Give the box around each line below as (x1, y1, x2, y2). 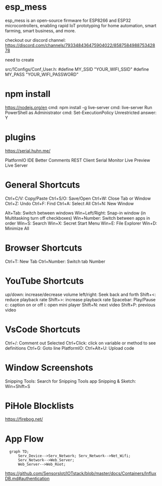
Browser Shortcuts (5, 242, 82, 253)
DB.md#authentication (5, 476, 50, 482)
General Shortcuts (5, 179, 80, 190)
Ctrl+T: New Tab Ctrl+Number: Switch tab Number (5, 259, 105, 264)
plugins (5, 132, 36, 143)
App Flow (5, 433, 44, 444)
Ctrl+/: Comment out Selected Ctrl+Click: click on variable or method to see (5, 340, 156, 346)
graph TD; (9, 449, 29, 454)
